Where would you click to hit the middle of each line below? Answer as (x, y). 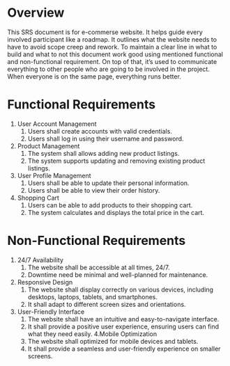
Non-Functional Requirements (97, 241)
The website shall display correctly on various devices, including (121, 289)
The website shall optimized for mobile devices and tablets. (113, 341)
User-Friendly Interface (51, 312)
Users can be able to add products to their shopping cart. (110, 205)
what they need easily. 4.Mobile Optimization (92, 334)
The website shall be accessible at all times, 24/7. (99, 267)
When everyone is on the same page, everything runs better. (94, 76)
